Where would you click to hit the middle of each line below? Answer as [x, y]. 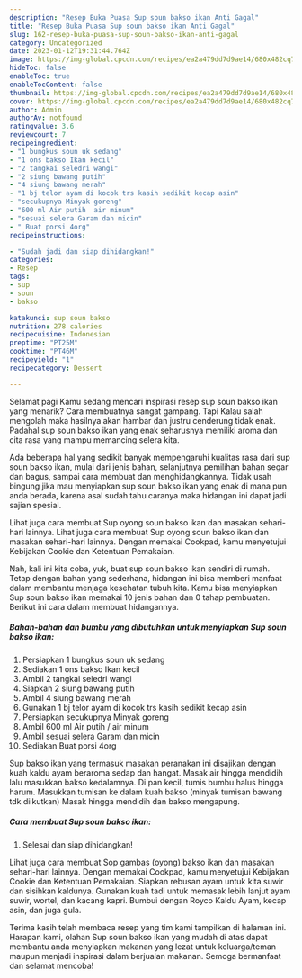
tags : [19, 277]
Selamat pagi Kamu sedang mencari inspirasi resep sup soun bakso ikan [144, 401]
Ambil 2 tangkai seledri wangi [77, 678]
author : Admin [36, 110]
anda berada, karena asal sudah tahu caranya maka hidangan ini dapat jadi [148, 495]
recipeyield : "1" [42, 360]
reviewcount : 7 [38, 135]
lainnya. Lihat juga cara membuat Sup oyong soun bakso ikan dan [147, 532]
